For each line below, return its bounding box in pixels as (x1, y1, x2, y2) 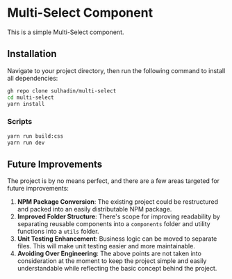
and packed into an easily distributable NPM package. (17, 205, 172, 214)
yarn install (7, 100, 45, 107)
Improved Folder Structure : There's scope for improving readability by (17, 212, 220, 221)
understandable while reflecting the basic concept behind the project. (17, 264, 217, 273)
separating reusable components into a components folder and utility (17, 220, 210, 228)
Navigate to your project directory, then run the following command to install (7, 66, 226, 74)
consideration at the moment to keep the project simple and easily (17, 257, 207, 265)
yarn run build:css (7, 132, 64, 140)
